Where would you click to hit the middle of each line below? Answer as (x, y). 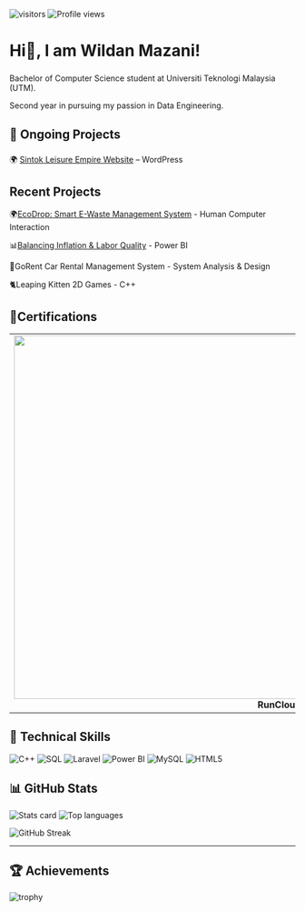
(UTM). (23, 88)
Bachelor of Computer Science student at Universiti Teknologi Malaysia (143, 78)
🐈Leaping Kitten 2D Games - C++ (73, 285)
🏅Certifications (54, 317)
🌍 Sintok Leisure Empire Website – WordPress (96, 160)
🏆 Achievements (59, 871)
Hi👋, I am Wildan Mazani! (105, 51)
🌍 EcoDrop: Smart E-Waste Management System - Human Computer (138, 215)
